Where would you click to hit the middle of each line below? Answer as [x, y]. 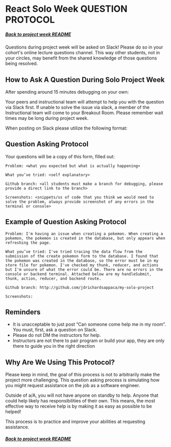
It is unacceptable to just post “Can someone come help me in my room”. [89, 324]
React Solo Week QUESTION [66, 9]
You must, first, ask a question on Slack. [55, 330]
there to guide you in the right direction [54, 346]
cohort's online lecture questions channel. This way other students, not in [83, 53]
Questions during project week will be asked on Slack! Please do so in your [84, 47]
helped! [13, 412]
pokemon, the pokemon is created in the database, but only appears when [86, 238]
